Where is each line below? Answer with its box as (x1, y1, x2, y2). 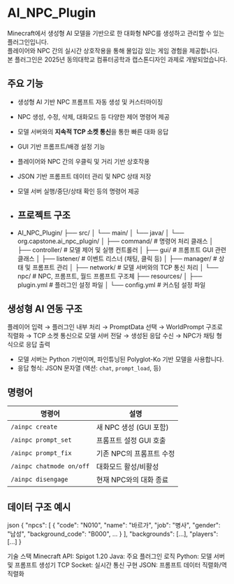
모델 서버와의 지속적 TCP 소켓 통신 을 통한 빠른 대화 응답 (17, 127, 169, 136)
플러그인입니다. (7, 37, 49, 46)
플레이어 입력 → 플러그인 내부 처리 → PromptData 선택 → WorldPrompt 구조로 (7, 323, 224, 331)
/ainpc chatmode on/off (10, 462, 90, 471)
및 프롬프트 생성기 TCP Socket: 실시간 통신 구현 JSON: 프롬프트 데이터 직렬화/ (7, 561, 221, 569)
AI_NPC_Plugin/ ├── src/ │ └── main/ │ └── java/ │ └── (17, 228, 184, 237)
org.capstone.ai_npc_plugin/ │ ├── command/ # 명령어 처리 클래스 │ (17, 237, 214, 245)
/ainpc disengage (10, 475, 68, 484)
